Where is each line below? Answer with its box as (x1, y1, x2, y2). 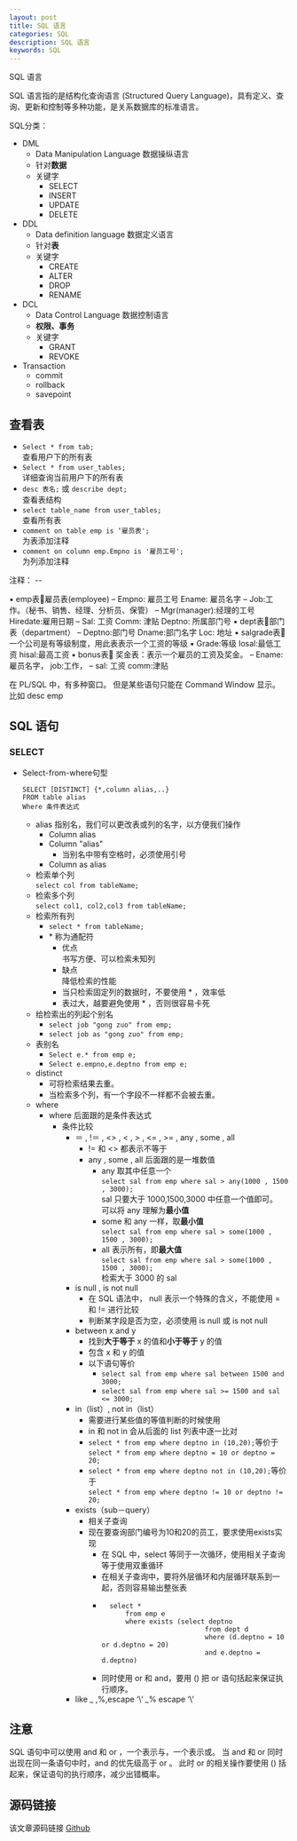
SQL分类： (9, 121, 49, 131)
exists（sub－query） (74, 1504, 155, 1515)
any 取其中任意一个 (101, 1165, 172, 1176)
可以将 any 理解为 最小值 (101, 1204, 190, 1215)
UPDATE (48, 200, 80, 210)
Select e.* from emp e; (48, 1050, 137, 1059)
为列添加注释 (21, 556, 69, 567)
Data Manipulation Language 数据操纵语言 (35, 148, 190, 160)
